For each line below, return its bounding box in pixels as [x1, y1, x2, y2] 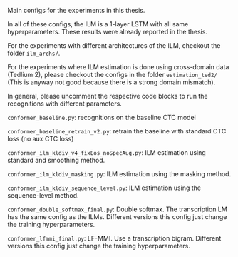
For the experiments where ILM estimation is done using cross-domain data [7, 63, 229, 71]
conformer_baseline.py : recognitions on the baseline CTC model [7, 114, 196, 121]
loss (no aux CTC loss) [7, 135, 74, 143]
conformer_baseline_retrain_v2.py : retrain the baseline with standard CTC [7, 127, 227, 135]
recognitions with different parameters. [7, 99, 123, 108]
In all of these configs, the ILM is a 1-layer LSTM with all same [7, 20, 189, 28]
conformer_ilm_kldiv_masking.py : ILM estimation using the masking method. [7, 170, 232, 178]
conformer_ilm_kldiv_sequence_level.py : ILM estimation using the [7, 183, 202, 192]
